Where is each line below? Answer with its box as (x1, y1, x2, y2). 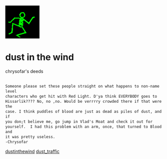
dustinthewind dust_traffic (5, 148, 60, 154)
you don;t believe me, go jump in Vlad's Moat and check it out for (5, 119, 153, 124)
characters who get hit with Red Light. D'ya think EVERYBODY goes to (5, 94, 157, 99)
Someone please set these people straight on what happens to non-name (5, 84, 159, 89)
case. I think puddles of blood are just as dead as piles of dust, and (5, 109, 162, 114)
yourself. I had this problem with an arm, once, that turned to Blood (5, 124, 162, 129)
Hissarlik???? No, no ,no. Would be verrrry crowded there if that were (5, 99, 162, 104)
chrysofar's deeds (5, 68, 44, 74)
